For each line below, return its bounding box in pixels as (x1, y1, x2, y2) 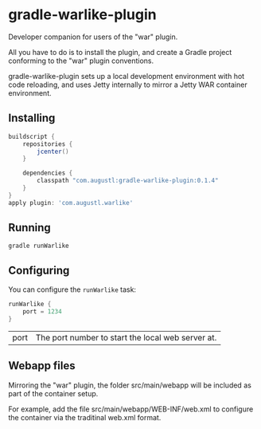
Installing (8, 112, 56, 125)
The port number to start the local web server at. (35, 332, 217, 343)
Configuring (8, 263, 70, 277)
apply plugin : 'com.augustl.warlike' (8, 199, 134, 207)
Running (8, 221, 52, 234)
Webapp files (8, 359, 76, 372)
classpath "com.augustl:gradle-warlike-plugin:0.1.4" (37, 177, 219, 185)
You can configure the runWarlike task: (8, 285, 137, 294)
